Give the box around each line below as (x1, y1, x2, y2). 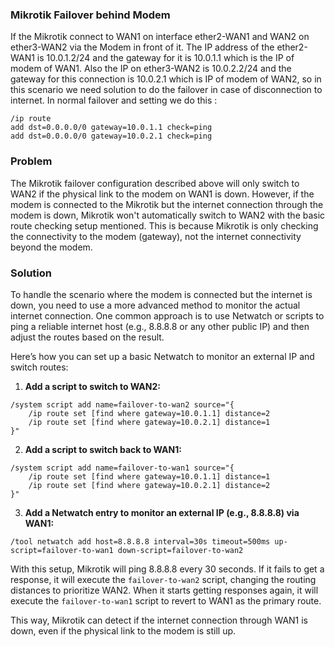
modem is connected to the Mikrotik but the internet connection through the (10, 198, 324, 210)
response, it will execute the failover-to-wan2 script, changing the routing (10, 573, 317, 585)
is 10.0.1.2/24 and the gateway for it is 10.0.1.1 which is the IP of (36, 52, 295, 64)
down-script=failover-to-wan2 (117, 545, 244, 555)
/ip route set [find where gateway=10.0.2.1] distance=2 (28, 480, 271, 490)
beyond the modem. (10, 241, 93, 253)
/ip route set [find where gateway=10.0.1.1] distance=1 (28, 471, 271, 482)
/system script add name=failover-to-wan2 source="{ (10, 399, 235, 410)
